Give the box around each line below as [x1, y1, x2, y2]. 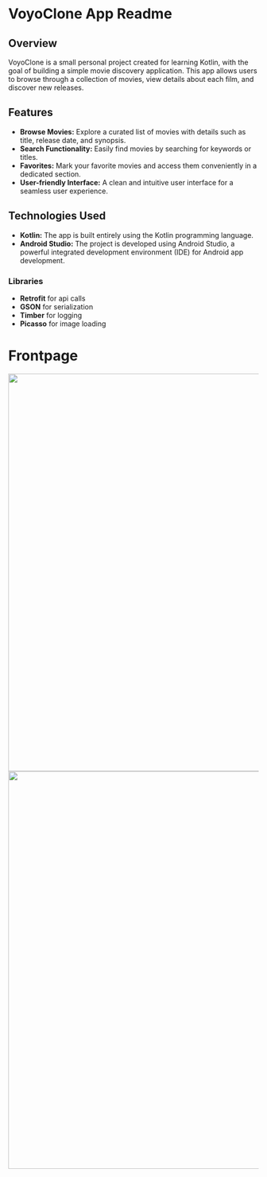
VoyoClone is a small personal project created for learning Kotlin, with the [8, 57, 249, 67]
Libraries [8, 275, 44, 286]
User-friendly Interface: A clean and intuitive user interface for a [19, 177, 234, 187]
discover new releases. [8, 83, 84, 92]
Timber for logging [19, 310, 83, 320]
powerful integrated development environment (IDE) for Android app [19, 247, 244, 257]
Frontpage [8, 347, 79, 365]
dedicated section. [19, 169, 81, 179]
